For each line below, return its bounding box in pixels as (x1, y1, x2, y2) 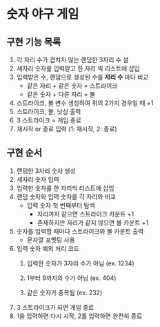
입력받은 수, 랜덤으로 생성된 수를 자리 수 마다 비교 (16, 73, 149, 81)
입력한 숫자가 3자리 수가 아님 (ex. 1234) (26, 259, 135, 267)
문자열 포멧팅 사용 (26, 236, 75, 244)
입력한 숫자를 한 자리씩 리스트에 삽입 (16, 184, 114, 192)
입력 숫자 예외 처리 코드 (16, 244, 80, 252)
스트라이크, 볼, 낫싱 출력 (16, 108, 81, 115)
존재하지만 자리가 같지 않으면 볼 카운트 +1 (37, 218, 149, 227)
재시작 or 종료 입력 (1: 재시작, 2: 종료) (16, 125, 118, 133)
